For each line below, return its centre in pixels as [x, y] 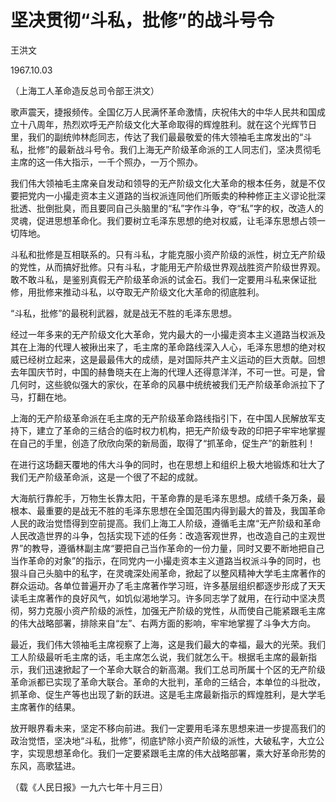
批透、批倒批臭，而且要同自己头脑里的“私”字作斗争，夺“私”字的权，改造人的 [167, 208]
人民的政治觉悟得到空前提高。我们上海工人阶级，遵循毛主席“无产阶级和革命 [166, 523]
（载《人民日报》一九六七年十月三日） [89, 787]
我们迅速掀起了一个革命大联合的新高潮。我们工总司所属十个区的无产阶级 [176, 669]
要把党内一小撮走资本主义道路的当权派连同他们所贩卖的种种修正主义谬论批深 [168, 195]
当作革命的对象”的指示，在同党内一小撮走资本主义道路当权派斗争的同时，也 [166, 560]
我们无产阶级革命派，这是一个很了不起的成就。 [106, 477]
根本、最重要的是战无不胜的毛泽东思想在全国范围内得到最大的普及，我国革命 [168, 510]
